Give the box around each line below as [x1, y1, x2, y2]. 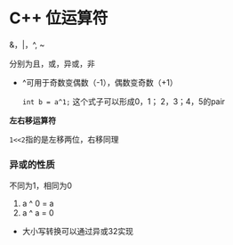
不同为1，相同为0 [9, 180, 73, 192]
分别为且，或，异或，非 [9, 58, 95, 69]
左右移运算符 [9, 115, 56, 126]
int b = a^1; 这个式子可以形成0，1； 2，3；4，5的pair [21, 95, 225, 107]
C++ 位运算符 [9, 8, 108, 29]
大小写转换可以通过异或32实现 [21, 226, 133, 237]
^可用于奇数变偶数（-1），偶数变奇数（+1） [21, 77, 178, 87]
